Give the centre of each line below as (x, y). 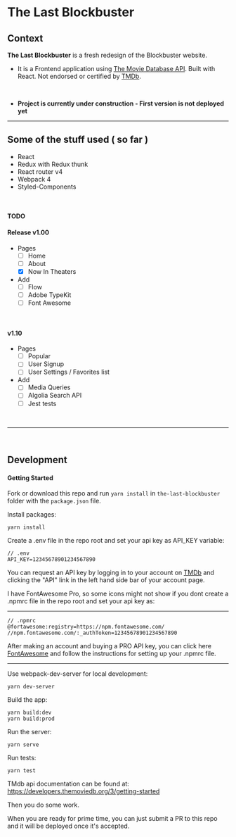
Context (25, 38)
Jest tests (42, 403)
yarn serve (23, 745)
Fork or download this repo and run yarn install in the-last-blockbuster (114, 493)
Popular (39, 356)
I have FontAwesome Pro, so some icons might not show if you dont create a (118, 594)
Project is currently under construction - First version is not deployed (121, 103)
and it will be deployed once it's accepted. (68, 826)
